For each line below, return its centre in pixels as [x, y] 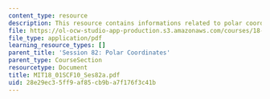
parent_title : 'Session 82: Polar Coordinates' [90, 53]
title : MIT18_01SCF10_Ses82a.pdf [64, 75]
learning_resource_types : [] [57, 46]
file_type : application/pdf [55, 38]
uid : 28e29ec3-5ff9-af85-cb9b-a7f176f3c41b [82, 82]
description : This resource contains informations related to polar [125, 23]
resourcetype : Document [48, 68]
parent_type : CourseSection [55, 61]
